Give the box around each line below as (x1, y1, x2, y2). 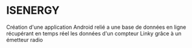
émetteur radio (6, 36, 43, 43)
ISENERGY (6, 4, 60, 17)
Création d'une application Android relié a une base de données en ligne (6, 23, 187, 31)
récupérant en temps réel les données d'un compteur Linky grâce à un (6, 29, 182, 37)
